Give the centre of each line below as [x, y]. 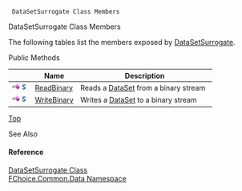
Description [145, 75]
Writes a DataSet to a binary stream [139, 100]
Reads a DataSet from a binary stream [143, 87]
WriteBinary [54, 100]
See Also [23, 134]
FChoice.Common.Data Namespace [67, 178]
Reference [26, 152]
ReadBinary [54, 87]
